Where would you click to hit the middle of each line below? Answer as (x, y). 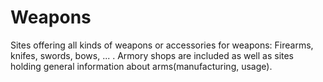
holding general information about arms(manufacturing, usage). (141, 66)
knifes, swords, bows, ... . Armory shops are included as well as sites (152, 55)
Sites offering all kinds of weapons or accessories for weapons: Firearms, (162, 45)
